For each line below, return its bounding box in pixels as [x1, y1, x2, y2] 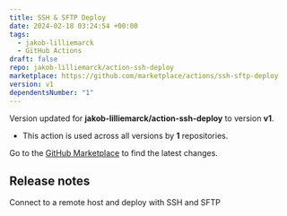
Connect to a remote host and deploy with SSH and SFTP [9, 197, 222, 208]
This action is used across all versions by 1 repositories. [22, 130, 229, 141]
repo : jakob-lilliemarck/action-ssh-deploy [9, 64, 175, 73]
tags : [9, 30, 30, 39]
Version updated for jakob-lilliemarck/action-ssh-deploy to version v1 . [9, 113, 274, 124]
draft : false [9, 55, 58, 64]
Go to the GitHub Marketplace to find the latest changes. [9, 147, 218, 158]
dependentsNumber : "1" [9, 88, 94, 97]
